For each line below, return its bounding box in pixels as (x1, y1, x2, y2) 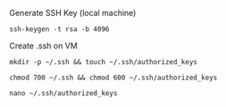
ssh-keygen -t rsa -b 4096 (9, 25, 110, 34)
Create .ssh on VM (9, 40, 78, 51)
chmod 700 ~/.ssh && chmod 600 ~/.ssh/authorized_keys (9, 73, 218, 82)
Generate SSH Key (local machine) (9, 8, 137, 18)
